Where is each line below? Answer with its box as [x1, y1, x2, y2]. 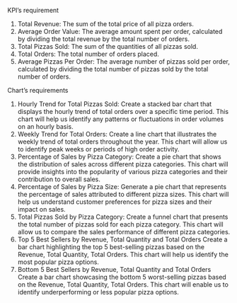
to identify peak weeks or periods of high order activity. [17, 145, 180, 153]
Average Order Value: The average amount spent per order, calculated [17, 28, 223, 35]
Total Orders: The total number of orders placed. [17, 50, 159, 58]
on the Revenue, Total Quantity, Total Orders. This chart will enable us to [17, 280, 229, 289]
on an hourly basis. [17, 122, 74, 130]
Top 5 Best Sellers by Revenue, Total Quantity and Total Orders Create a [17, 235, 228, 244]
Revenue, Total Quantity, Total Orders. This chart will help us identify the [17, 251, 229, 258]
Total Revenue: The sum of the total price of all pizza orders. [17, 20, 195, 28]
